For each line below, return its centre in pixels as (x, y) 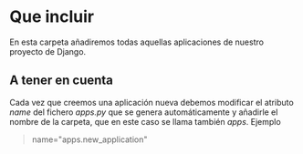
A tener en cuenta (62, 81)
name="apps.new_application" (89, 139)
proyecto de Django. (48, 51)
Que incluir (52, 17)
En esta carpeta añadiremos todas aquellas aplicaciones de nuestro (137, 42)
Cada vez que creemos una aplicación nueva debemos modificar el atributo (151, 102)
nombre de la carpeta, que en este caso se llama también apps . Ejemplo (145, 121)
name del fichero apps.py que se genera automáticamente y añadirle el (144, 112)
